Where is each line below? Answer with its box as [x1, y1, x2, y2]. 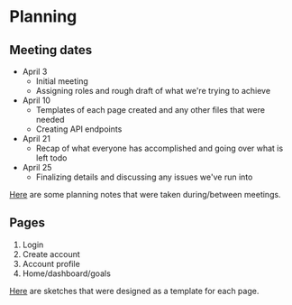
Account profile [22, 258, 81, 269]
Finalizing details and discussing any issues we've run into [35, 171, 253, 182]
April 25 [22, 162, 52, 172]
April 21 [22, 134, 51, 143]
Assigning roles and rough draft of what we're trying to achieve [35, 86, 271, 96]
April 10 [22, 95, 51, 106]
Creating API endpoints [35, 124, 123, 134]
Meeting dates [9, 42, 93, 58]
